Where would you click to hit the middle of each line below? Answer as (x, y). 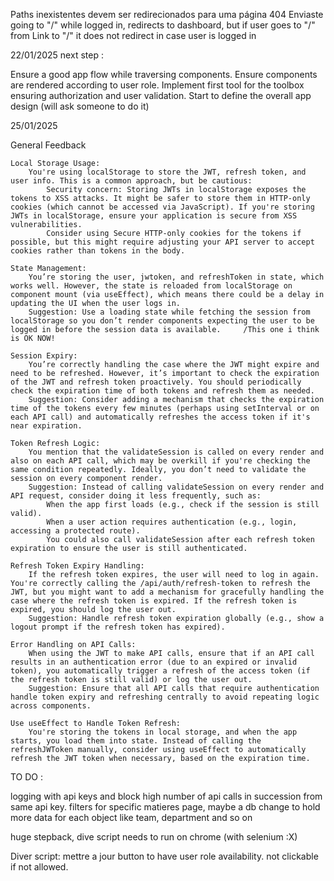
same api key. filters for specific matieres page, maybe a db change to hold (165, 807)
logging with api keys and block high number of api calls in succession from (166, 796)
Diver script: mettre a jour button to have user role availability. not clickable (164, 856)
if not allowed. (39, 867)
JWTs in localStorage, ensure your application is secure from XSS (154, 216)
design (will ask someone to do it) (80, 106)
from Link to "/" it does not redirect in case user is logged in (133, 35)
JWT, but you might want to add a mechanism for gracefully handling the (167, 592)
